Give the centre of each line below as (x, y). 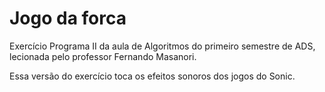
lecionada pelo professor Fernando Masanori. (103, 56)
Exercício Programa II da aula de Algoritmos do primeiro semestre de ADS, (162, 46)
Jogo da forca (68, 18)
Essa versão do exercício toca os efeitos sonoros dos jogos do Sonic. (152, 76)
